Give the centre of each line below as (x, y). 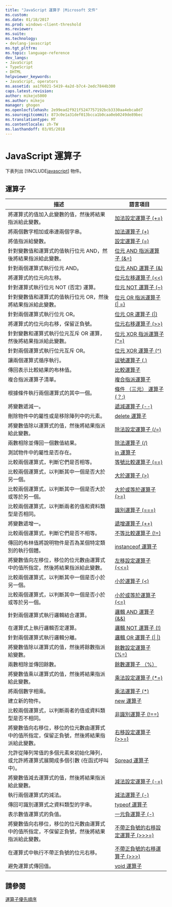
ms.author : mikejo (25, 100)
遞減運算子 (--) (133, 407)
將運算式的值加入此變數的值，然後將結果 (57, 215)
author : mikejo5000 (26, 96)
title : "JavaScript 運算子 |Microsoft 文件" (52, 10)
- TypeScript (19, 67)
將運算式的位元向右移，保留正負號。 (52, 324)
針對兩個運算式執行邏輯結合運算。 (49, 615)
